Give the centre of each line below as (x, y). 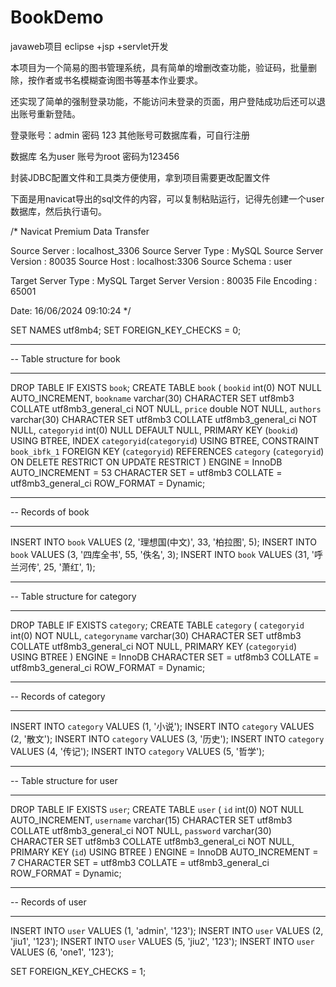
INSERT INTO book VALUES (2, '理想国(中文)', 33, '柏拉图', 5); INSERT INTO (163, 542)
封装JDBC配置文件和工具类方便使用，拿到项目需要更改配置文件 (140, 177)
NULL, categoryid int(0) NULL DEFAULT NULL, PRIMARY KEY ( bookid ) (154, 430)
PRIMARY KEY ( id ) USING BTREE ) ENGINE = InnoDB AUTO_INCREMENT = (164, 852)
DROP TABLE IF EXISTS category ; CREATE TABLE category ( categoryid (157, 625)
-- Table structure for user (64, 780)
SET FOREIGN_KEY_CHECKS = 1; (78, 971)
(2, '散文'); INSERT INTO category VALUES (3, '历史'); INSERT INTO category (167, 738)
